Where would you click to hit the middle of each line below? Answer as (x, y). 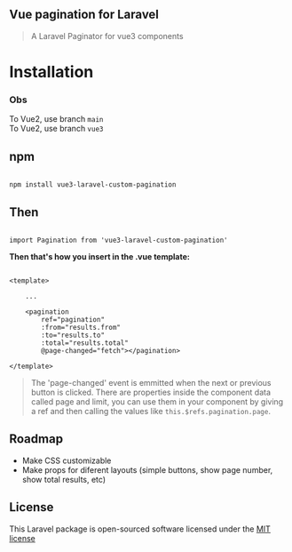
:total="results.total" (85, 343)
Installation (51, 72)
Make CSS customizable (67, 460)
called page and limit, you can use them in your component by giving (157, 401)
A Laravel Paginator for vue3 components (107, 36)
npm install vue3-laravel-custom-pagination (93, 185)
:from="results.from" (81, 327)
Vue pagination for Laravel (84, 15)
